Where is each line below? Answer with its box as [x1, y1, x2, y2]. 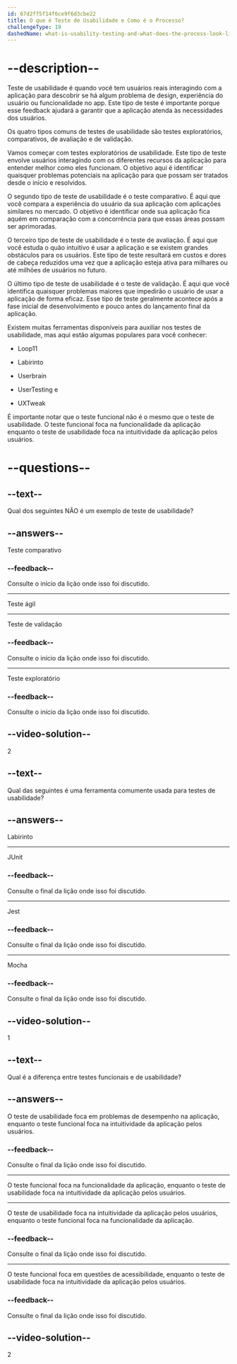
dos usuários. [7, 114, 47, 122]
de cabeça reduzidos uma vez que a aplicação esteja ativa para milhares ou [7, 258, 228, 267]
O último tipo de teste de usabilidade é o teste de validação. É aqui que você [7, 279, 230, 288]
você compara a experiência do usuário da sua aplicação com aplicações [7, 200, 221, 208]
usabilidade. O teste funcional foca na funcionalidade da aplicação [7, 421, 201, 429]
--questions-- [7, 460, 90, 476]
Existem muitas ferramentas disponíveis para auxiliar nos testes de [7, 323, 202, 332]
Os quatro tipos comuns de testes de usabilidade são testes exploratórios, [7, 128, 224, 136]
